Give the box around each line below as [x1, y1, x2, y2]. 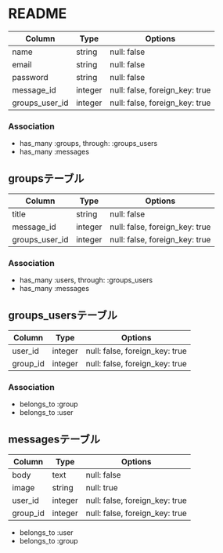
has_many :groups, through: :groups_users [19, 139, 158, 148]
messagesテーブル [8, 432, 100, 446]
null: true [85, 482, 119, 493]
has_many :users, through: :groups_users [19, 275, 153, 285]
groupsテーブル [8, 172, 85, 185]
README [8, 5, 67, 23]
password [12, 71, 49, 82]
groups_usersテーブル [8, 308, 117, 322]
